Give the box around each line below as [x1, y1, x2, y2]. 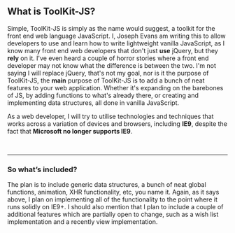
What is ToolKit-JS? [7, 6, 96, 17]
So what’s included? [7, 164, 78, 174]
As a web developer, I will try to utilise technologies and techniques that [7, 112, 214, 120]
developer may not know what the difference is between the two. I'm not [7, 61, 217, 69]
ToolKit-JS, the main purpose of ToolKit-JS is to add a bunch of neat [7, 76, 205, 85]
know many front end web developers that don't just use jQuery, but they [7, 46, 218, 55]
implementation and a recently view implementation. [7, 218, 158, 226]
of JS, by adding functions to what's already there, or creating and [7, 91, 199, 99]
